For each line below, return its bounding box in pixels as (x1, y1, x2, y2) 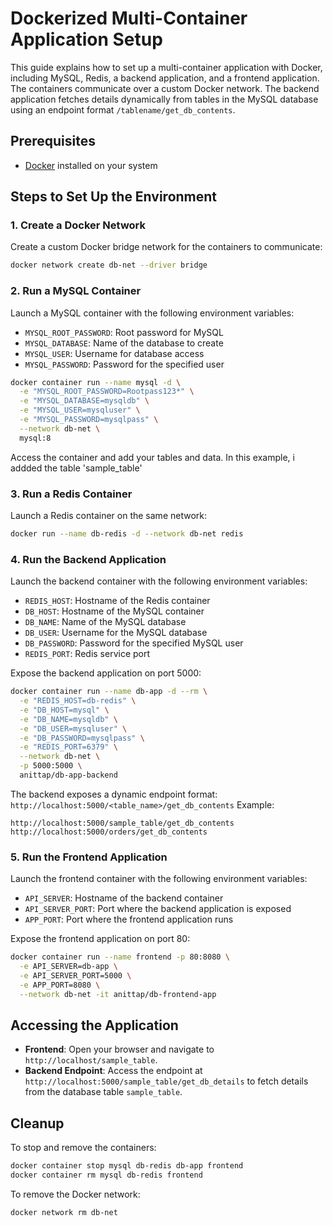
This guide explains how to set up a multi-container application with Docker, (10, 61, 323, 73)
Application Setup (10, 28, 163, 51)
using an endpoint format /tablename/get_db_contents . (10, 103, 236, 116)
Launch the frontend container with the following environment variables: (10, 873, 308, 885)
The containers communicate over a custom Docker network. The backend (10, 82, 320, 94)
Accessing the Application (10, 1017, 179, 1034)
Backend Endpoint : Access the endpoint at (24, 1065, 203, 1077)
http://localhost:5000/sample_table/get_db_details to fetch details (24, 1075, 309, 1087)
